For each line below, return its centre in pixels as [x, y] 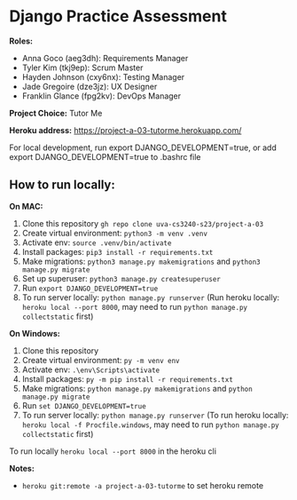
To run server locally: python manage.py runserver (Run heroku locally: [151, 297]
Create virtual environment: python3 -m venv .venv [115, 233]
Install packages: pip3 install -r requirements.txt [117, 251]
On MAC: [26, 206]
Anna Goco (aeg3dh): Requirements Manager [105, 58]
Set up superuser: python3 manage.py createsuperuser [121, 278]
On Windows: [35, 333]
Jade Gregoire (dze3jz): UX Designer [90, 86]
